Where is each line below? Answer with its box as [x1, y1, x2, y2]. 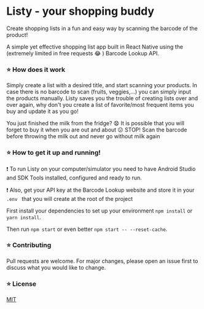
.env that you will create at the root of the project [6, 195, 133, 202]
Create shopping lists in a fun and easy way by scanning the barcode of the [6, 25, 198, 32]
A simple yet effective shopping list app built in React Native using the [6, 43, 183, 50]
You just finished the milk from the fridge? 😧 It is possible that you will [6, 120, 185, 127]
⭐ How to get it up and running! [6, 149, 101, 157]
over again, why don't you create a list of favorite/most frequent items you [6, 101, 194, 109]
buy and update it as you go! [6, 108, 79, 115]
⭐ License [6, 280, 37, 288]
